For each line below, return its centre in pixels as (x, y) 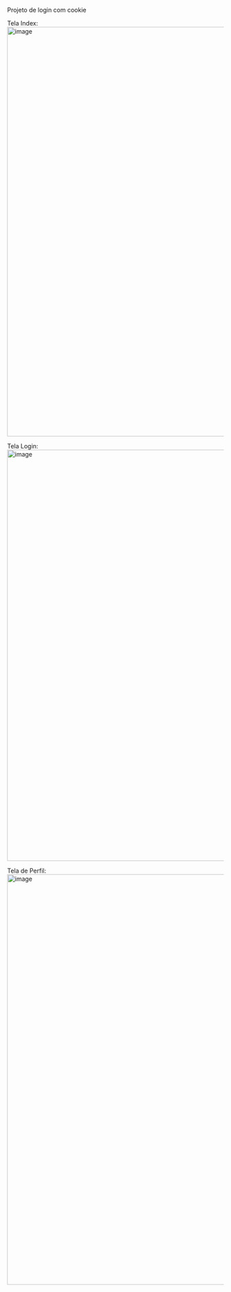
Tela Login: (23, 446)
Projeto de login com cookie (47, 10)
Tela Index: (23, 23)
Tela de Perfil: (27, 871)
